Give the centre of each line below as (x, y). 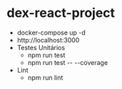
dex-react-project (61, 13)
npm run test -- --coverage (68, 62)
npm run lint (45, 77)
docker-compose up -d (51, 32)
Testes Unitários (41, 47)
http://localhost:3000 (48, 40)
